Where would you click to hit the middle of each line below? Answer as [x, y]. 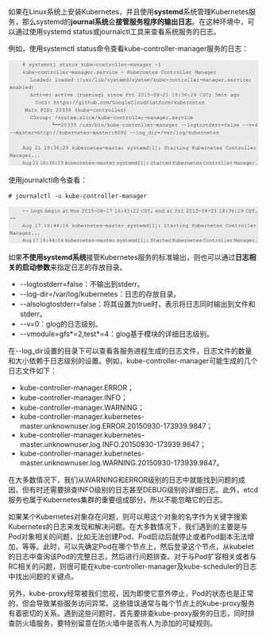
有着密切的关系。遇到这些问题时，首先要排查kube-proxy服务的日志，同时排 [132, 613]
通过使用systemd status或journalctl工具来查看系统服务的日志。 [118, 31]
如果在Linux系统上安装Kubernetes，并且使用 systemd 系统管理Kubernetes [129, 12]
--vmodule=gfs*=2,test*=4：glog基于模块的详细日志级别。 [117, 334]
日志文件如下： [33, 370]
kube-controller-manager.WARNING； [82, 407]
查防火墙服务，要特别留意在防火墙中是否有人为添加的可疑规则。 [112, 623]
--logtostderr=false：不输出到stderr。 [82, 284]
